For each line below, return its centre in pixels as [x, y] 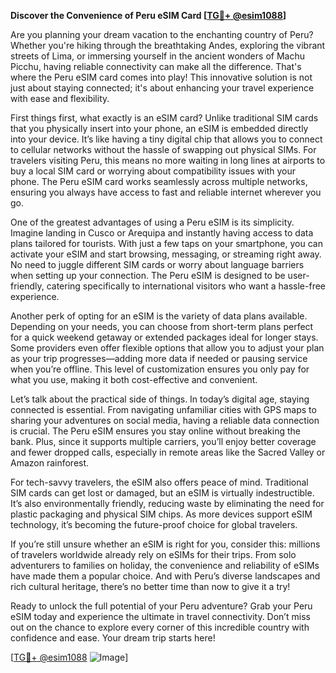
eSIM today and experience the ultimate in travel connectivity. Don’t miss [160, 616]
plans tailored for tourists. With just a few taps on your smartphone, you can [166, 243]
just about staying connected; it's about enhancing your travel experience [162, 88]
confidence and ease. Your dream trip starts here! [113, 638]
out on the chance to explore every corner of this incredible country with [160, 627]
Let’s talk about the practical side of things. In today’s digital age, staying [160, 399]
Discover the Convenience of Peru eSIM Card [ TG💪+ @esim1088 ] [148, 15]
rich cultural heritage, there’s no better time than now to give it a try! [150, 586]
